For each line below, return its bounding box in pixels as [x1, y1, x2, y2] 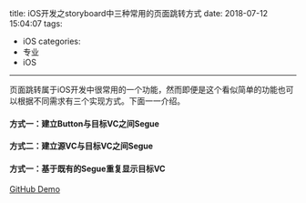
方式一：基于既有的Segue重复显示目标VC [9, 163, 166, 174]
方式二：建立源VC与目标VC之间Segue [9, 140, 153, 152]
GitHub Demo [9, 184, 61, 195]
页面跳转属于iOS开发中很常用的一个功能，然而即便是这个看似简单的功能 [9, 85, 279, 95]
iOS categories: [22, 36, 81, 46]
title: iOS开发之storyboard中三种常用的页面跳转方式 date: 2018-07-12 [9, 8, 269, 18]
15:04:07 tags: [9, 18, 63, 29]
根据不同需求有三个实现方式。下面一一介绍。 [16, 96, 185, 107]
